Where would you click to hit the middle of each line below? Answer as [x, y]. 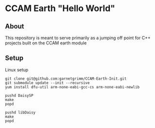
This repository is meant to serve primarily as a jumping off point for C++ [78, 38]
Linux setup [17, 70]
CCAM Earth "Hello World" [60, 8]
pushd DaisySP [19, 95]
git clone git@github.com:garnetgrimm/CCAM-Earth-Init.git [66, 78]
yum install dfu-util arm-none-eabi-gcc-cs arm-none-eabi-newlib [72, 87]
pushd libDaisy [20, 112]
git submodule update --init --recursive [47, 83]
